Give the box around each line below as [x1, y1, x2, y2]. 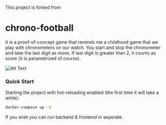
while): [5, 95, 19, 101]
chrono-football [5, 22, 74, 34]
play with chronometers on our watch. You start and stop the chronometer [5, 44, 161, 51]
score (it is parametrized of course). [5, 55, 81, 61]
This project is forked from [5, 5, 61, 10]
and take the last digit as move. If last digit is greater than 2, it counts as [5, 49, 156, 56]
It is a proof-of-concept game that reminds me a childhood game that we [5, 39, 159, 45]
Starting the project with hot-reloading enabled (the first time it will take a [5, 89, 159, 96]
